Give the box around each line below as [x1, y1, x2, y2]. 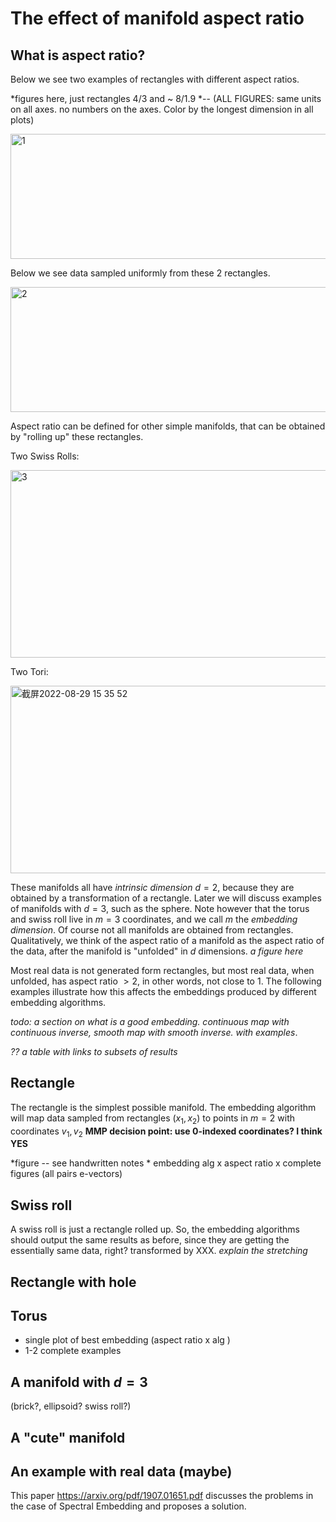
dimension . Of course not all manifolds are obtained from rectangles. [10, 924, 294, 936]
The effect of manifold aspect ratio [10, 7, 305, 30]
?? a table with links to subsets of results [10, 1046, 178, 1057]
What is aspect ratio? [10, 47, 146, 64]
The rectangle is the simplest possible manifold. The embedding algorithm [10, 1101, 317, 1113]
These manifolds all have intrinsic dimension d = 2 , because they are [10, 882, 295, 893]
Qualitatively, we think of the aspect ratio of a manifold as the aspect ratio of [10, 935, 325, 946]
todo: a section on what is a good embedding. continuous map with [10, 1016, 290, 1027]
